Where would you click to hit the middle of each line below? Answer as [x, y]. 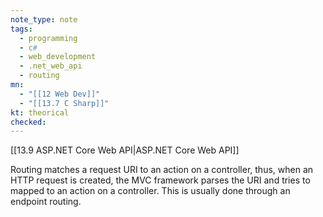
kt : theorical [40, 112]
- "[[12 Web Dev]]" [60, 94]
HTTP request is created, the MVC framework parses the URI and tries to [160, 180]
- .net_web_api [51, 66]
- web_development [58, 57]
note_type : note [44, 19]
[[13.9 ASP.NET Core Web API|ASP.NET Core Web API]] [125, 150]
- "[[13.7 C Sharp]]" [64, 103]
